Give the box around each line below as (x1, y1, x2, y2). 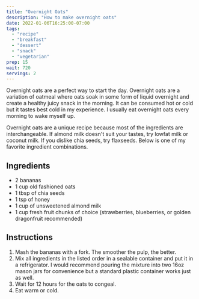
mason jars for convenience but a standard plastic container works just (14, 267, 191, 274)
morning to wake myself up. (6, 113, 76, 120)
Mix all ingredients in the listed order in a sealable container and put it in (14, 254, 194, 262)
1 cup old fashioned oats (14, 183, 76, 190)
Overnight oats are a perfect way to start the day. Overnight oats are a (6, 87, 180, 94)
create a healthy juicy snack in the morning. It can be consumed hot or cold (6, 100, 194, 107)
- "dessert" (11, 43, 42, 49)
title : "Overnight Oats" (6, 8, 69, 15)
